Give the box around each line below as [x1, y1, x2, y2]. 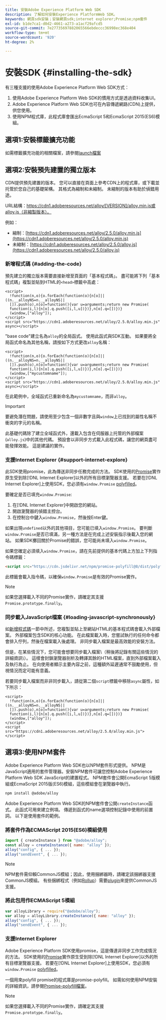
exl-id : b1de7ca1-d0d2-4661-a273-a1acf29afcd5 [5, 21, 103, 26]
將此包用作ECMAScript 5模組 [5, 897, 75, 904]
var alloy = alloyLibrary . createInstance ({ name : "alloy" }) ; [5, 913, 136, 918]
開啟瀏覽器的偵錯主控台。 [12, 508, 65, 514]
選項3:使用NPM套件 [5, 748, 66, 757]
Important [5, 403, 25, 409]
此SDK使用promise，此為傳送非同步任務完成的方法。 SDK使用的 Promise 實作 [5, 468, 161, 474]
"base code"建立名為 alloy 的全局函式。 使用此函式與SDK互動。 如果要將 [5, 333, 153, 339]
